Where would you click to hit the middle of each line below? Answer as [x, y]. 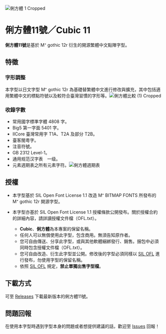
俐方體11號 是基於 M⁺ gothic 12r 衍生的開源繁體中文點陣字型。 [67, 45]
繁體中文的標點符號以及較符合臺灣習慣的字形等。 [59, 96]
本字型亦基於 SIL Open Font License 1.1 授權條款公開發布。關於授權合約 [85, 212]
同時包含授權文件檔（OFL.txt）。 [52, 247]
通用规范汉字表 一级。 [36, 159]
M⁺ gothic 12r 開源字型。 [37, 201]
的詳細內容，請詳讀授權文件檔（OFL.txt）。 [55, 218]
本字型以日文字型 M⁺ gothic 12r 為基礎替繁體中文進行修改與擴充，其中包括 [81, 89]
